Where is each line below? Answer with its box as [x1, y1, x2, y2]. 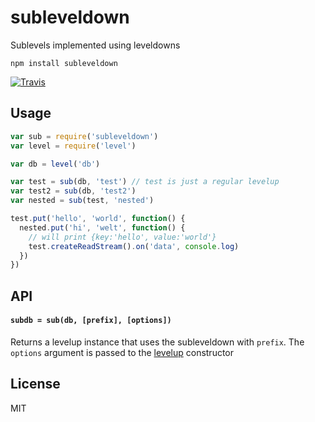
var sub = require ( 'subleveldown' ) [10, 131, 159, 141]
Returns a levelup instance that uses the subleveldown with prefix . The [10, 336, 305, 348]
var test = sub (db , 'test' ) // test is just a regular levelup [10, 177, 280, 187]
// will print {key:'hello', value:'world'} [28, 232, 217, 242]
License [10, 376, 61, 393]
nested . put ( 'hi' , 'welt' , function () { [19, 222, 186, 233]
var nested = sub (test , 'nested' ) [10, 196, 155, 206]
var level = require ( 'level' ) [10, 141, 137, 151]
